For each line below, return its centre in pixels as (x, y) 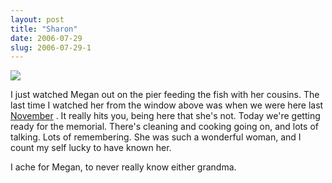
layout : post (37, 19)
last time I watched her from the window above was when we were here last (167, 105)
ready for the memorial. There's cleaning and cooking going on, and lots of (164, 127)
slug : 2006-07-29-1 (51, 47)
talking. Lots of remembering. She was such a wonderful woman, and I (156, 137)
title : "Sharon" (44, 29)
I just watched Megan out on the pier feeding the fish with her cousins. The (165, 95)
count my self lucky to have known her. (91, 148)
